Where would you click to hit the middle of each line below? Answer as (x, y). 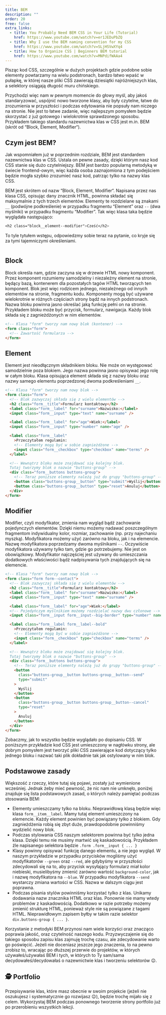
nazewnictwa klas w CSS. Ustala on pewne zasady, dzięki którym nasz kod (82, 160)
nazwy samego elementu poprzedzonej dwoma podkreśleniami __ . (73, 381)
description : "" (22, 14)
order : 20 (15, 19)
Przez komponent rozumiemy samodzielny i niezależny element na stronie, (81, 278)
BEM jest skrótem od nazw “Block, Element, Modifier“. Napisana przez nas (81, 191)
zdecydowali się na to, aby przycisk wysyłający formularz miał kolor (81, 867)
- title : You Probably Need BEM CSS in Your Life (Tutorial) (74, 33)
